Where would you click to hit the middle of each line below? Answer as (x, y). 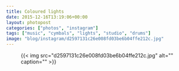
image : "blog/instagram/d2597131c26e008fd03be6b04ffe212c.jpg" (85, 39)
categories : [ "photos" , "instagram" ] (52, 28)
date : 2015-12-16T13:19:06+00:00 (47, 17)
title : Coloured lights (35, 11)
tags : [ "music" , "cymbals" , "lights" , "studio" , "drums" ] (78, 33)
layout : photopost (28, 22)
